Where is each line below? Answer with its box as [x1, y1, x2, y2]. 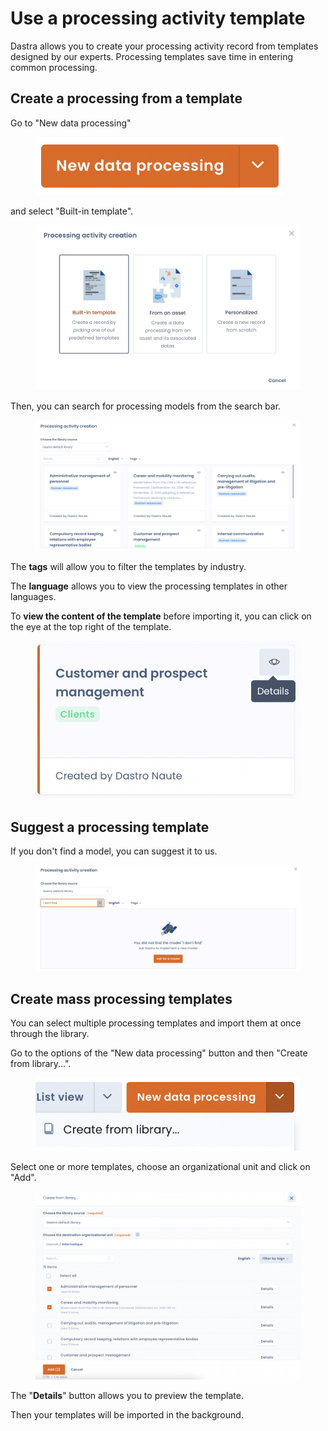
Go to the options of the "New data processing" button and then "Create [10, 1047, 308, 1059]
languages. [10, 590, 57, 602]
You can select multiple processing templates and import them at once [10, 1017, 302, 1029]
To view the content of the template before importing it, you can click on [10, 610, 312, 622]
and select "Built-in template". [10, 205, 134, 217]
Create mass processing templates [10, 990, 233, 1007]
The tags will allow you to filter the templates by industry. [10, 560, 247, 572]
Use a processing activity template [10, 7, 306, 30]
